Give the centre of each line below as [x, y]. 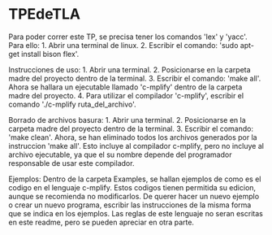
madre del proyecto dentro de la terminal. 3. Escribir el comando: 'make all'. [135, 78]
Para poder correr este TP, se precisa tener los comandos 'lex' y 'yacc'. [128, 37]
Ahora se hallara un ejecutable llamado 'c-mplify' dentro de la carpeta [125, 87]
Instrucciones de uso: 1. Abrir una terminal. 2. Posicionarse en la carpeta [130, 69]
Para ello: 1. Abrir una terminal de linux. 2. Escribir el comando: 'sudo [123, 45]
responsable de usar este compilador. [71, 163]
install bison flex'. [50, 54]
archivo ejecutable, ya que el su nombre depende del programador [120, 154]
